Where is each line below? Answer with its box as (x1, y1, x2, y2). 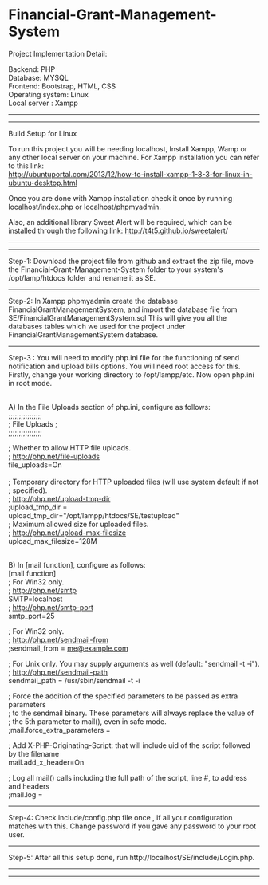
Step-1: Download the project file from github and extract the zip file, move (8, 256, 254, 265)
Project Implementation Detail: (8, 49, 108, 58)
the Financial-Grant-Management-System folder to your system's (8, 265, 223, 274)
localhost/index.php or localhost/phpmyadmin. (8, 202, 162, 211)
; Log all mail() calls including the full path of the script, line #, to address (8, 773, 247, 782)
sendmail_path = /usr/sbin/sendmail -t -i (8, 675, 140, 685)
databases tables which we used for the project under (8, 321, 186, 331)
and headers (8, 781, 50, 791)
